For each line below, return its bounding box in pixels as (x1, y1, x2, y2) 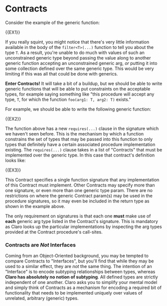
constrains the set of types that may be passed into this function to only (5, 136, 153, 142)
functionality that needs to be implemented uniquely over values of (5, 290, 143, 296)
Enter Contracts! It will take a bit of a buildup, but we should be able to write (5, 80, 163, 86)
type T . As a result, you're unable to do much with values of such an (5, 49, 145, 55)
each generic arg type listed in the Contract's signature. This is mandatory (5, 218, 159, 224)
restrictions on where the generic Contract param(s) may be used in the (5, 192, 153, 198)
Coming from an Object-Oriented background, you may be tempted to (5, 253, 149, 259)
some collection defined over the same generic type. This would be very (5, 65, 154, 71)
